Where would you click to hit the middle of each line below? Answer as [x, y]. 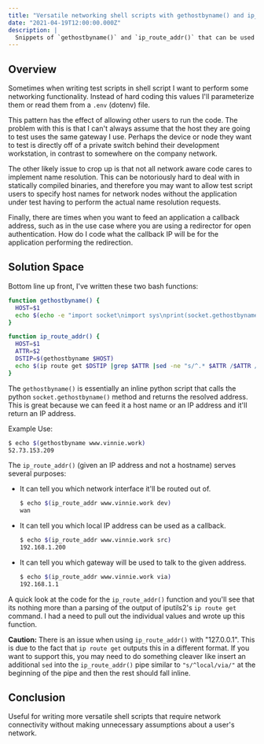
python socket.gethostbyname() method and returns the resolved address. [128, 396]
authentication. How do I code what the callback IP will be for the [113, 234]
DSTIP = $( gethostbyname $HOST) [64, 359]
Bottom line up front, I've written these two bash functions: [103, 286]
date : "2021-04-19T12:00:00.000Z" [65, 23]
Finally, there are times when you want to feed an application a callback [124, 218]
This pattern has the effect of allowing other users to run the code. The [123, 120]
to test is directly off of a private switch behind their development [114, 145]
